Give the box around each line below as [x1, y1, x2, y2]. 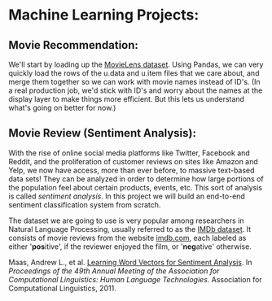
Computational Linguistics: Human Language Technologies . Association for [8, 274, 262, 284]
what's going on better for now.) [8, 103, 116, 112]
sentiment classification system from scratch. [8, 199, 161, 209]
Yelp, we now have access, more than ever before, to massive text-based [8, 165, 255, 175]
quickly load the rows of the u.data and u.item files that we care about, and [8, 68, 260, 78]
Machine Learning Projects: [8, 6, 200, 24]
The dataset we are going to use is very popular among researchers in [8, 216, 244, 225]
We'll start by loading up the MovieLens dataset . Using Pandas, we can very [8, 59, 264, 69]
